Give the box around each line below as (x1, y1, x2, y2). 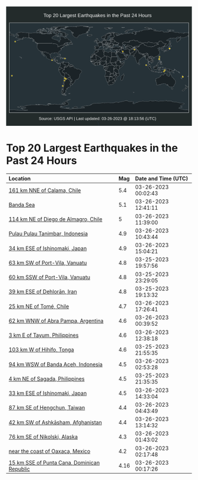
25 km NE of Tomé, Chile (8, 303, 70, 310)
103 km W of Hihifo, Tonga (8, 346, 74, 353)
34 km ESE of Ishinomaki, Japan (8, 245, 87, 252)
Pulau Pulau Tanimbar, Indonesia (8, 230, 88, 237)
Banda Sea (8, 201, 35, 208)
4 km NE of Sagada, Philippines (8, 375, 85, 382)
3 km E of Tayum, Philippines (8, 332, 79, 339)
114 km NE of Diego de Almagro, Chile (8, 216, 103, 223)
